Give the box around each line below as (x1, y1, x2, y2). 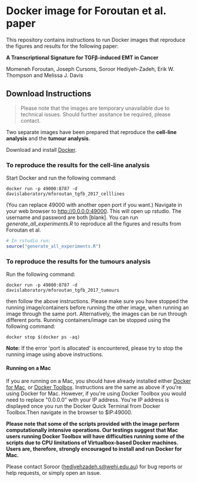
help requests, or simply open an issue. (6, 470, 102, 477)
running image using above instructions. (6, 351, 103, 358)
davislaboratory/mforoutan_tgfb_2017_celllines (6, 191, 125, 197)
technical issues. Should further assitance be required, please (20, 110, 171, 118)
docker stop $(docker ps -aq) (6, 334, 81, 340)
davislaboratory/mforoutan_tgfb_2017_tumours (6, 288, 119, 294)
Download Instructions (6, 89, 92, 99)
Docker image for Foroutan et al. (6, 4, 166, 18)
